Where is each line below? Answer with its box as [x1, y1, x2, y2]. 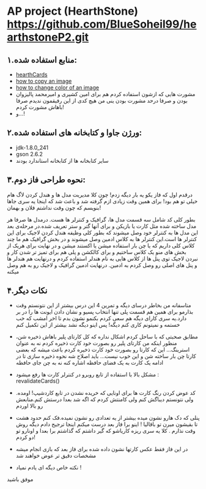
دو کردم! [15, 433, 36, 441]
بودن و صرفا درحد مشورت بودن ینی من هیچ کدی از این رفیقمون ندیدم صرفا [15, 97, 188, 104]
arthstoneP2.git [7, 31, 89, 44]
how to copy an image [15, 78, 72, 84]
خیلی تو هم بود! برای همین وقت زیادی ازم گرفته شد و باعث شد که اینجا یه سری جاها [7, 197, 198, 204]
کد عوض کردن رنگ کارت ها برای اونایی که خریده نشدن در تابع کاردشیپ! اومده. [15, 389, 196, 397]
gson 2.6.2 [15, 150, 43, 157]
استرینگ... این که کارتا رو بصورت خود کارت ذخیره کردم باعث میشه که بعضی [15, 346, 190, 353]
